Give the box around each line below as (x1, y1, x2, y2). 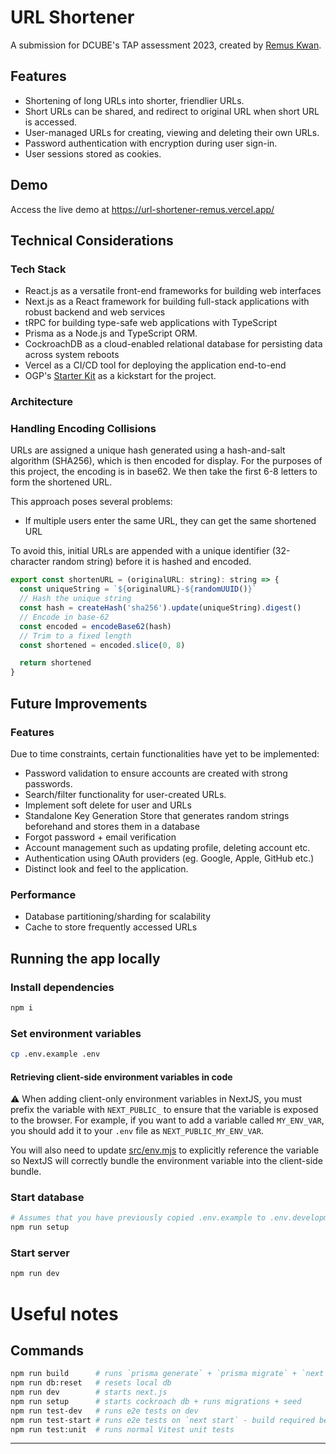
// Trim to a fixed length (19, 631, 132, 641)
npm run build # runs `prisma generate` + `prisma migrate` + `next (10, 1369, 325, 1379)
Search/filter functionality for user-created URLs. (24, 788, 227, 800)
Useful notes (10, 1302, 119, 1325)
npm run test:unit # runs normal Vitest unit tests (10, 1424, 235, 1435)
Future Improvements (10, 695, 148, 712)
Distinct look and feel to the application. (24, 862, 189, 875)
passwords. (24, 777, 73, 790)
